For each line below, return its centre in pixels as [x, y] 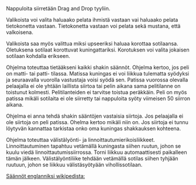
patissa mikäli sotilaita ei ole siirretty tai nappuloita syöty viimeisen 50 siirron [98, 98]
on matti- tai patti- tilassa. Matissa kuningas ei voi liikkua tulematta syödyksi [97, 73]
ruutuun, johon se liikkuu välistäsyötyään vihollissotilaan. [74, 165]
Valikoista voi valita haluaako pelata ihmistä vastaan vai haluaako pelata [92, 20]
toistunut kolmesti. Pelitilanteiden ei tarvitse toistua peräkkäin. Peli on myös [97, 92]
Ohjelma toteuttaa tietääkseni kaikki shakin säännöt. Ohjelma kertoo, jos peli [97, 67]
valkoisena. [20, 32]
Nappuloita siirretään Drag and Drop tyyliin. [58, 8]
